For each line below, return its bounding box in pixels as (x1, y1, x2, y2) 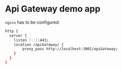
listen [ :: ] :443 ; (14, 38, 49, 42)
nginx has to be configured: (5, 19, 60, 25)
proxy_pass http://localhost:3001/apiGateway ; (22, 47, 118, 52)
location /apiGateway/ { (14, 42, 64, 47)
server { (9, 33, 27, 38)
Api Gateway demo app (5, 3, 101, 14)
